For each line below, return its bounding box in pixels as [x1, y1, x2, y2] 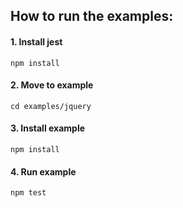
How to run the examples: [10, 8, 174, 25]
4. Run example [10, 165, 77, 178]
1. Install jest [10, 35, 63, 48]
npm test [10, 188, 47, 198]
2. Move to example [10, 79, 94, 91]
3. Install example [10, 122, 86, 134]
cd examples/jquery [10, 101, 92, 111]
